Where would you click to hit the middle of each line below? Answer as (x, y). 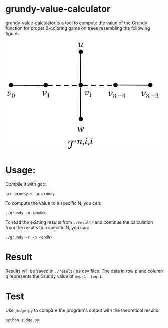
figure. (12, 33)
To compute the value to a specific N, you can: (53, 203)
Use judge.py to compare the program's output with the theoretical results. (82, 310)
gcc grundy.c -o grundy (30, 194)
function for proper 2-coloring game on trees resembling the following (78, 28)
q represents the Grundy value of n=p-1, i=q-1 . (54, 276)
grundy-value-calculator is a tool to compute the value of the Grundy (76, 23)
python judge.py (22, 320)
